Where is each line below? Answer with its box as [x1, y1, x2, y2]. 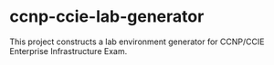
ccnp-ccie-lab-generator [9, 6, 205, 27]
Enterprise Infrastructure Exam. [9, 45, 128, 56]
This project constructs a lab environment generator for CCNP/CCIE [9, 36, 265, 47]
